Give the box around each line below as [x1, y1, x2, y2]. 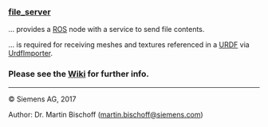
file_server [8, 6, 51, 18]
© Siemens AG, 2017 [8, 94, 77, 104]
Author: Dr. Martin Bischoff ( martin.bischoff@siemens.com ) [8, 109, 203, 119]
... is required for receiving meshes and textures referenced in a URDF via [8, 40, 250, 50]
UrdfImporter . [8, 49, 53, 58]
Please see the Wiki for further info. [8, 69, 149, 80]
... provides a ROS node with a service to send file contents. [8, 25, 205, 34]
